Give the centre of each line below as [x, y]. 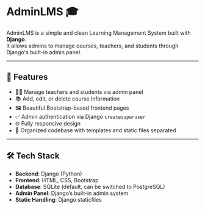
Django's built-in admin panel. [44, 52]
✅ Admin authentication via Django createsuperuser [80, 116]
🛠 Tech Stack [33, 156]
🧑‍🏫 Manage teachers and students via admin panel [79, 91]
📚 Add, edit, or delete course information [67, 99]
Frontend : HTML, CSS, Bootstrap [57, 180]
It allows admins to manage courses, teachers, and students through [92, 46]
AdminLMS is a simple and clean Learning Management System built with [99, 33]
